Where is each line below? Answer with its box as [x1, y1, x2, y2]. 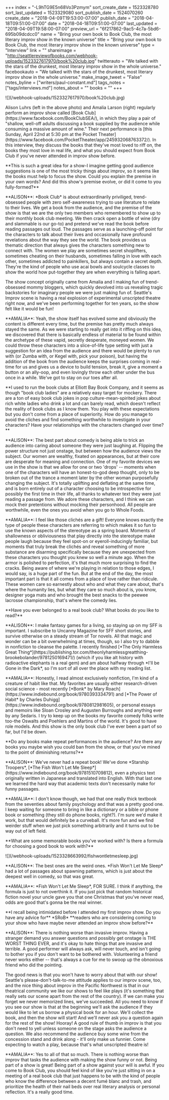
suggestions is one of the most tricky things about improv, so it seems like [5, 168, 159, 174]
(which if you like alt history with [76, 655, 144, 660]
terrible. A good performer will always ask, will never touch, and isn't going [5, 946, 161, 952]
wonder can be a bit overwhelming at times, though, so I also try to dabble [5, 638, 160, 644]
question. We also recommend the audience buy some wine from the [5, 1031, 149, 1037]
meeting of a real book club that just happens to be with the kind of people [5, 1073, 160, 1079]
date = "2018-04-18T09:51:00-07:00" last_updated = [47, 20, 157, 26]
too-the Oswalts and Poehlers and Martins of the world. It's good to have [5, 718, 157, 724]
